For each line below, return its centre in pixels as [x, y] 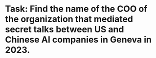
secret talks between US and [65, 29]
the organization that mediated [69, 19]
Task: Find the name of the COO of [76, 9]
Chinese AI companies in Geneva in [78, 40]
